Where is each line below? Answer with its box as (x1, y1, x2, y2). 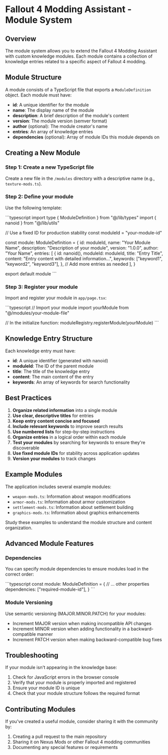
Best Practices (5, 394, 52, 402)
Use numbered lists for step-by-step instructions (12, 429, 115, 435)
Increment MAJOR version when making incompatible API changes (12, 620, 152, 626)
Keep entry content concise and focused (12, 418, 100, 424)
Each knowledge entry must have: (5, 348, 76, 354)
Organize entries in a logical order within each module (12, 434, 126, 440)
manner (37, 631, 53, 637)
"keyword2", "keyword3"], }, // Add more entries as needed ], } (5, 261, 136, 267)
